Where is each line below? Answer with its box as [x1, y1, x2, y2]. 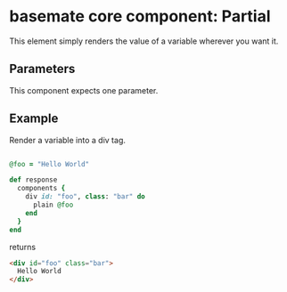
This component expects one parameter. [9, 85, 159, 95]
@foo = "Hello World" [9, 159, 90, 168]
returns [9, 241, 37, 252]
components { [17, 184, 66, 193]
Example [9, 111, 59, 126]
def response [9, 175, 58, 184]
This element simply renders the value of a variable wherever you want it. [9, 36, 279, 46]
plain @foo [32, 200, 74, 210]
